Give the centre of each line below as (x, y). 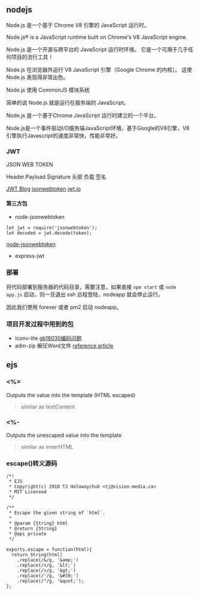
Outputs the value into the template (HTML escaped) (71, 395)
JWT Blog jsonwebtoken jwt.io (44, 189)
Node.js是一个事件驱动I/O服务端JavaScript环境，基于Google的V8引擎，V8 (98, 128)
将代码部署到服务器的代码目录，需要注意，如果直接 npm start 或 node (91, 286)
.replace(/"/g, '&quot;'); (50, 581)
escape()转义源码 (32, 463)
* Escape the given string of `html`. (57, 513)
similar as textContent (48, 406)
